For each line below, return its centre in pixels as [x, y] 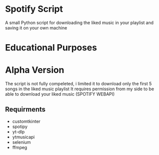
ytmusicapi [23, 137]
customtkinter [26, 121]
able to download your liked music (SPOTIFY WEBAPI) [60, 94]
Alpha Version [35, 70]
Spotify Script [34, 9]
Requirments [25, 110]
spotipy [20, 127]
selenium [21, 142]
